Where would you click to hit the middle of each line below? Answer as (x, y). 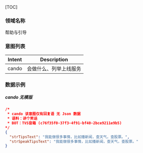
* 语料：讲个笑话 (22, 119)
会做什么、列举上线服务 (54, 68)
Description (54, 60)
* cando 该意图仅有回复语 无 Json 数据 (44, 114)
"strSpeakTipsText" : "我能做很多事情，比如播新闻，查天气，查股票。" (74, 141)
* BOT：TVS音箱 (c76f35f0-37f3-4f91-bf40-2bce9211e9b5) (64, 123)
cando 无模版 (19, 97)
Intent (15, 60)
